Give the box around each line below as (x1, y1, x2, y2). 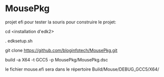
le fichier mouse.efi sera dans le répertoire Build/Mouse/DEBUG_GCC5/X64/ (5, 66, 160, 72)
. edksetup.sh (5, 38, 33, 44)
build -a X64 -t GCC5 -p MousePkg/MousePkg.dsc (5, 57, 108, 62)
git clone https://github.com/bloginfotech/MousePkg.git (5, 47, 118, 53)
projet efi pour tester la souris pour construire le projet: (5, 19, 116, 25)
